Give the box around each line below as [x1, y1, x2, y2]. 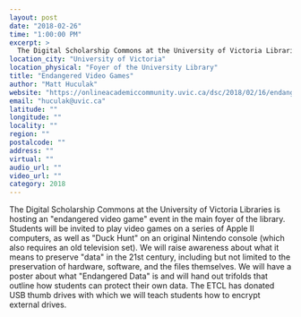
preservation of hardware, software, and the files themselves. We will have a [9, 261, 292, 272]
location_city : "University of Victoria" [9, 55, 167, 64]
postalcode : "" [9, 138, 66, 147]
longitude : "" [9, 113, 63, 122]
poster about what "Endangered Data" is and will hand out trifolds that [9, 270, 269, 282]
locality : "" [9, 122, 58, 131]
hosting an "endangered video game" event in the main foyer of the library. [9, 214, 286, 225]
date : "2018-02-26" [9, 21, 82, 30]
